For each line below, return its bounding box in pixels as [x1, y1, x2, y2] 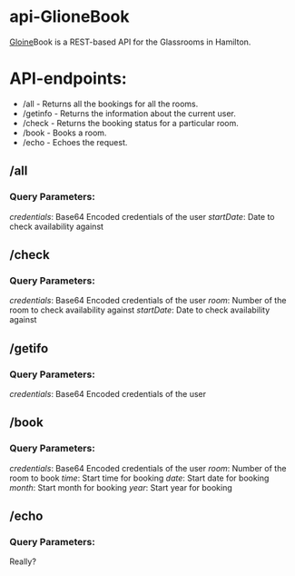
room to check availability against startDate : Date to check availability [9, 304, 270, 315]
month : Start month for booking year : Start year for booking [9, 482, 233, 492]
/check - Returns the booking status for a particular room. [22, 117, 239, 128]
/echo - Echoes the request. [22, 136, 128, 147]
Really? [9, 556, 36, 567]
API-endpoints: [9, 68, 127, 89]
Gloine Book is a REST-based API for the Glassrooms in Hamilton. [9, 36, 251, 47]
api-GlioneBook [9, 6, 130, 27]
